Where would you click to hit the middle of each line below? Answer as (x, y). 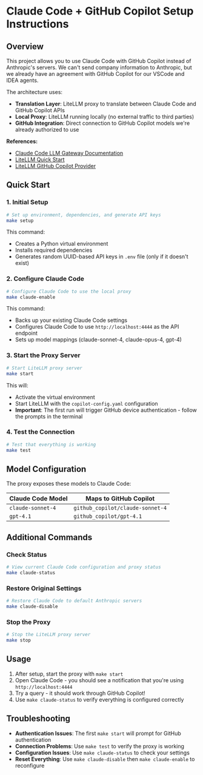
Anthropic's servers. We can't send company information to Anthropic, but (99, 67)
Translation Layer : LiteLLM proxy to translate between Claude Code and (106, 104)
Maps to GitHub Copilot (120, 498)
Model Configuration (46, 469)
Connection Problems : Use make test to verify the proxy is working (100, 746)
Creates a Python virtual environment (62, 244)
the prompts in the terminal (49, 416)
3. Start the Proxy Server (43, 355)
